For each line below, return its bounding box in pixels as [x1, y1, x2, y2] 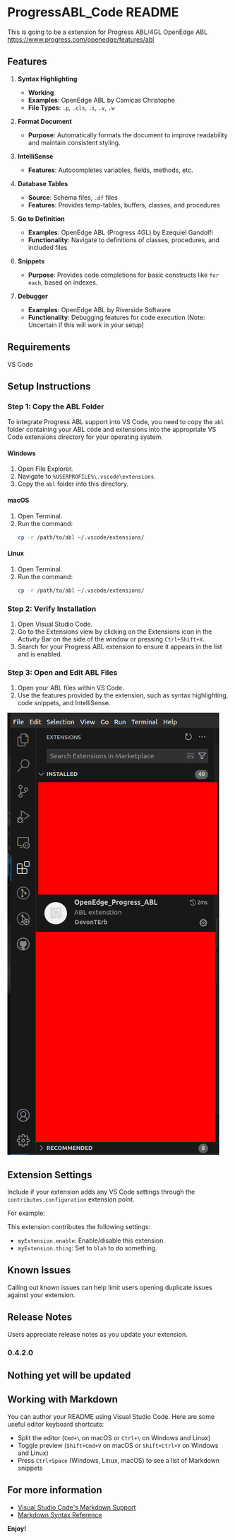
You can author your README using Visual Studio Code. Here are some [7, 1412, 215, 1420]
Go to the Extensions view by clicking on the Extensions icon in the [17, 627, 212, 636]
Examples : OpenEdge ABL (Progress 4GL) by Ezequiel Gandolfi [28, 228, 213, 236]
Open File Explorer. [17, 464, 73, 473]
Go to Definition [17, 214, 65, 223]
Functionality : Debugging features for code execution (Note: [28, 313, 205, 321]
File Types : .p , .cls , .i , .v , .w [28, 103, 115, 112]
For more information [7, 1484, 102, 1496]
